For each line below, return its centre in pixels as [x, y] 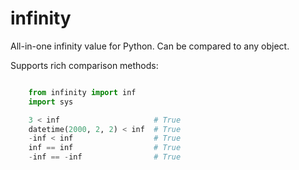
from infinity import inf [82, 92]
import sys [51, 102]
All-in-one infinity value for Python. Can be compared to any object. [150, 46]
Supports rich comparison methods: [84, 65]
